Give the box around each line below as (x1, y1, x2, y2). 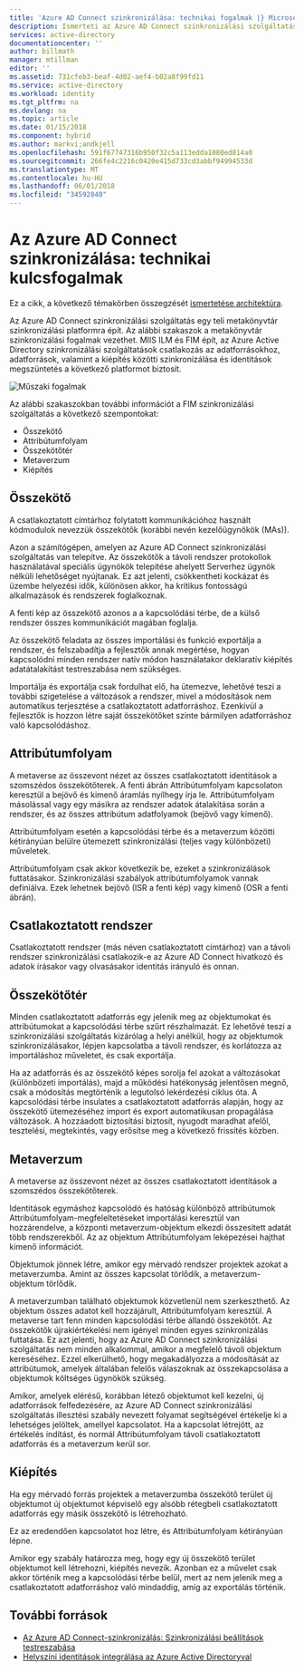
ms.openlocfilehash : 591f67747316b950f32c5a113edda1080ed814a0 (9, 148, 253, 157)
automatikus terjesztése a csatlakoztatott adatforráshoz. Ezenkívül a (9, 700, 264, 711)
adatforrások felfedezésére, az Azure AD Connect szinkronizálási (9, 1400, 252, 1410)
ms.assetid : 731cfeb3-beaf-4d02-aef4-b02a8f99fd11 (9, 72, 204, 82)
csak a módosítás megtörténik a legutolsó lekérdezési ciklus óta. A (9, 1087, 258, 1097)
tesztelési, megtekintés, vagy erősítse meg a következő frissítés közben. (9, 1125, 280, 1136)
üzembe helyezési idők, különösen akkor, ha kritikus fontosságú (9, 580, 248, 591)
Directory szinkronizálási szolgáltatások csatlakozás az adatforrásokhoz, (9, 343, 280, 354)
